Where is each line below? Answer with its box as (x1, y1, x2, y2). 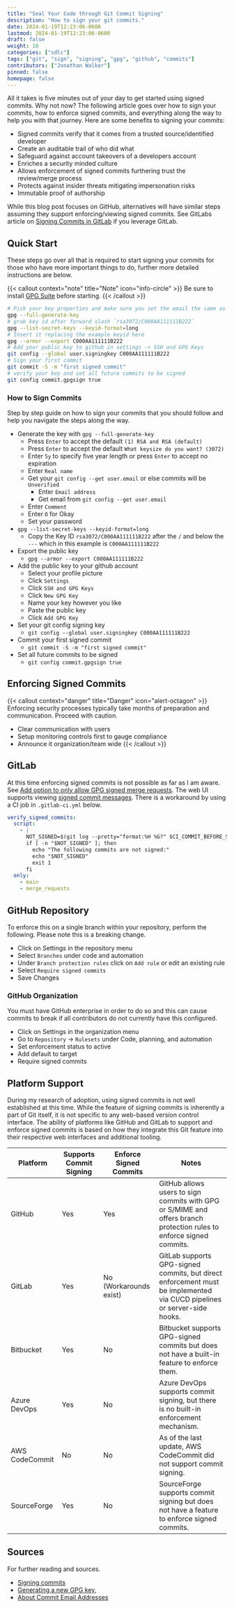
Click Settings (27, 576, 70, 585)
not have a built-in (159, 1350, 220, 1359)
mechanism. (159, 1422, 199, 1432)
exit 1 (32, 859, 52, 866)
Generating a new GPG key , (17, 1586, 97, 1594)
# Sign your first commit (7, 357, 82, 364)
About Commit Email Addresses (17, 1593, 109, 1601)
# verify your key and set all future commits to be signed (7, 370, 186, 377)
